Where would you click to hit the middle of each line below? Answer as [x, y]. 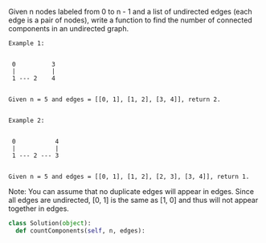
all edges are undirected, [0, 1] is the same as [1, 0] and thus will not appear [133, 200]
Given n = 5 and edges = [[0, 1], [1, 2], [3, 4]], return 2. [115, 99]
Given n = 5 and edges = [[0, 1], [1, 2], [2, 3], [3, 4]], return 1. [129, 176]
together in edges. [39, 209]
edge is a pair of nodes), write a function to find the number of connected [131, 20]
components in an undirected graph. [69, 28]
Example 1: [27, 43]
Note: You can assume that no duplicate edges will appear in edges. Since [131, 191]
